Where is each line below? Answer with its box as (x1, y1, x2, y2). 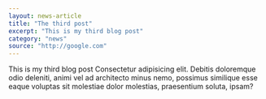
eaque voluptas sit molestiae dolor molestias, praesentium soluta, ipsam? (8, 82, 254, 92)
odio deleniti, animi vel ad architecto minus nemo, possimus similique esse (8, 73, 258, 83)
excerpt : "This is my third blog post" (8, 27, 144, 35)
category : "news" (8, 34, 68, 43)
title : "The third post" (8, 19, 93, 28)
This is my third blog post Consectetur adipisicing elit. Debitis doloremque (8, 64, 256, 74)
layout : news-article (8, 11, 82, 20)
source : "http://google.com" (8, 42, 107, 50)
